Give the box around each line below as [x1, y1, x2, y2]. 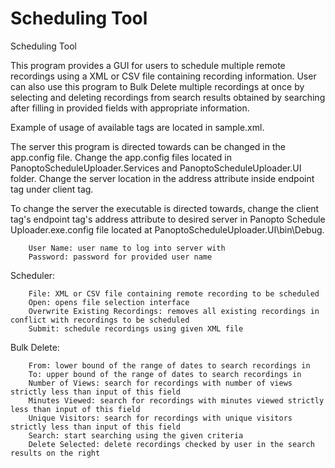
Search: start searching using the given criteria [28, 430, 244, 441]
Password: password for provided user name [28, 252, 213, 262]
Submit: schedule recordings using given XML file [28, 323, 244, 334]
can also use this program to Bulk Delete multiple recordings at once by [10, 80, 305, 92]
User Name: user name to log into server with [28, 243, 226, 253]
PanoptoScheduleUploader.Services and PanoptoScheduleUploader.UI [10, 162, 302, 174]
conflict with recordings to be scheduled [10, 315, 190, 325]
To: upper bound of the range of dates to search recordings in [28, 369, 302, 379]
